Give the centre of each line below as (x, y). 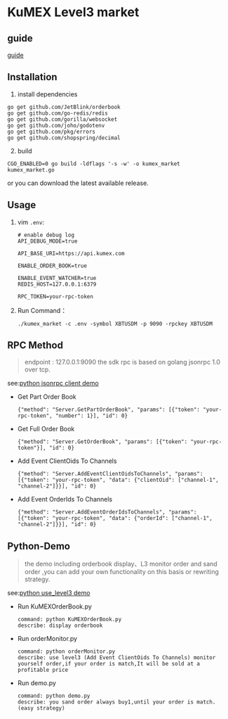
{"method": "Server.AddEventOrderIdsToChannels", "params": (107, 512)
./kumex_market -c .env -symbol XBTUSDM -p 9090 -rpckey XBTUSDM (115, 324)
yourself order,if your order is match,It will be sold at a (109, 664)
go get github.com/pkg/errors (52, 132)
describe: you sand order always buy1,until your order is (106, 702)
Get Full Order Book (46, 429)
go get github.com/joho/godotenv (56, 125)
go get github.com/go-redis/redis (58, 113)
